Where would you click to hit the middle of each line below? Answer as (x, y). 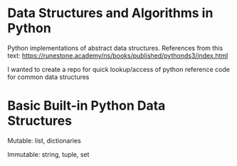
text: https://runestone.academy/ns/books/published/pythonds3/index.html (118, 56)
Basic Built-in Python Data (86, 106)
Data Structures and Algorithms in (110, 13)
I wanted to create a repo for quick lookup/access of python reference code (118, 69)
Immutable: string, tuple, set (48, 154)
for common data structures (48, 77)
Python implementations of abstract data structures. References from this (115, 48)
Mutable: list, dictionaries (44, 140)
